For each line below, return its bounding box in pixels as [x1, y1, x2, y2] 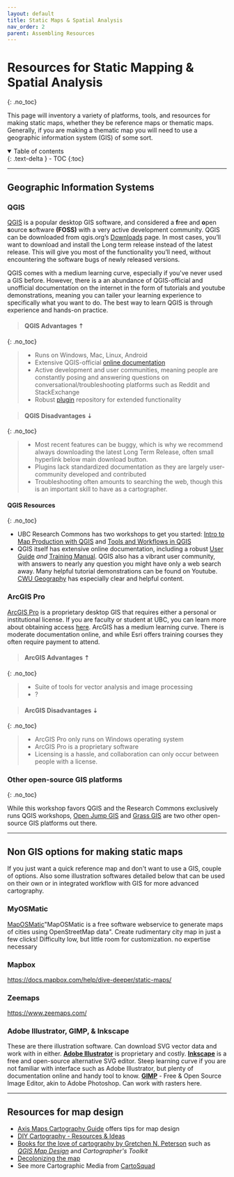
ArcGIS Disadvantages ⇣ [24, 706, 99, 715]
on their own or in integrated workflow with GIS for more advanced [7, 879, 199, 888]
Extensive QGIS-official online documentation [34, 358, 166, 367]
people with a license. [34, 757, 98, 766]
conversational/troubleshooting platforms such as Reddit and [34, 381, 210, 389]
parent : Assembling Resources [7, 29, 95, 37]
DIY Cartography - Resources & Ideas [17, 1132, 125, 1141]
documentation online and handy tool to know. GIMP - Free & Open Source [7, 1072, 221, 1080]
